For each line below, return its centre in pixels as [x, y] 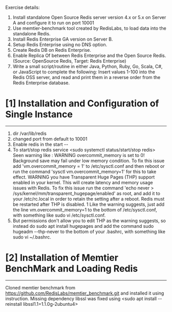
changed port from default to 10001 [50, 139]
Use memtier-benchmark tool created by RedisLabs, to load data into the [89, 28]
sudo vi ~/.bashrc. [32, 237]
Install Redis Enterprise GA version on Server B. [63, 39]
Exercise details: [23, 7]
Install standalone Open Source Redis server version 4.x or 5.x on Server [89, 17]
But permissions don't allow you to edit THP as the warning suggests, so [89, 221]
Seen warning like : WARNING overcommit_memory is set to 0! [79, 155]
